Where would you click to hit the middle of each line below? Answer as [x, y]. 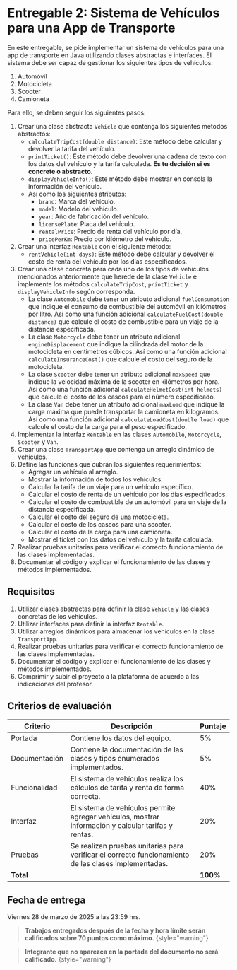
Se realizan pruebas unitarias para [127, 846]
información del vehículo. [65, 186]
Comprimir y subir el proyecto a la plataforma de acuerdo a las [108, 676]
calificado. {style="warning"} [68, 959]
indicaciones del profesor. [55, 684]
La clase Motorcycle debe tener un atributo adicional [104, 337]
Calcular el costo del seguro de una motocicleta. [98, 517]
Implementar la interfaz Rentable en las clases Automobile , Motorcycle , [120, 434]
